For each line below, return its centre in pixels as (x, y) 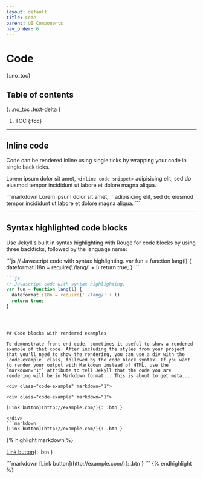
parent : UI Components (35, 23)
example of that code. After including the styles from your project (96, 349)
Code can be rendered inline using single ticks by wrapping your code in (97, 160)
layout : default (27, 12)
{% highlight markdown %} (40, 440)
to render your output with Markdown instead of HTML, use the (88, 365)
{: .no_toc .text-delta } (34, 109)
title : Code (21, 18)
